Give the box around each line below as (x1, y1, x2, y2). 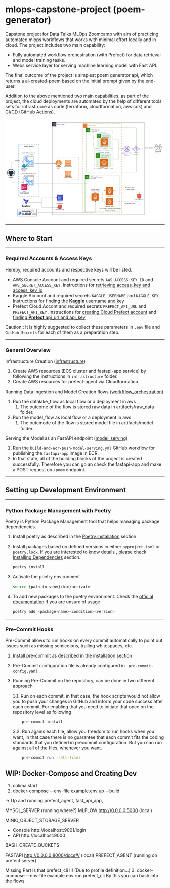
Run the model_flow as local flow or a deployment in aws (12, 414, 132, 420)
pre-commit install (22, 719, 63, 724)
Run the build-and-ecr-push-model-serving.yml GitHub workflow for (12, 445, 155, 451)
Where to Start (5, 234, 53, 243)
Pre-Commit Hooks (5, 626, 54, 633)
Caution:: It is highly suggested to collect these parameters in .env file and (5, 324, 160, 330)
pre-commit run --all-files (22, 755, 81, 760)
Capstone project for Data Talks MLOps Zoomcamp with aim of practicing (5, 31, 159, 37)
